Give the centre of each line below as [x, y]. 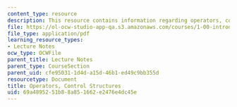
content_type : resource [42, 14]
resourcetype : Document [42, 79]
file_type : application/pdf [49, 33]
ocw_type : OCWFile [34, 53]
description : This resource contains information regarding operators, [115, 20]
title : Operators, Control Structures [64, 86]
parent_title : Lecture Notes [50, 60]
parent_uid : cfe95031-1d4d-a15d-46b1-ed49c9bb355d [83, 73]
